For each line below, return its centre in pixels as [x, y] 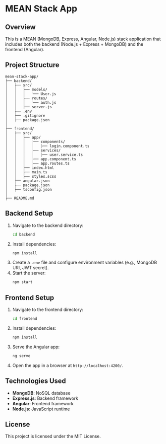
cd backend [24, 234]
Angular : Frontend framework [43, 403]
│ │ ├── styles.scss [31, 176]
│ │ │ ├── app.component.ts [41, 159]
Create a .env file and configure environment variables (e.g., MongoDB [84, 262]
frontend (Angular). [25, 49]
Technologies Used [35, 381]
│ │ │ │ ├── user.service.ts [44, 154]
